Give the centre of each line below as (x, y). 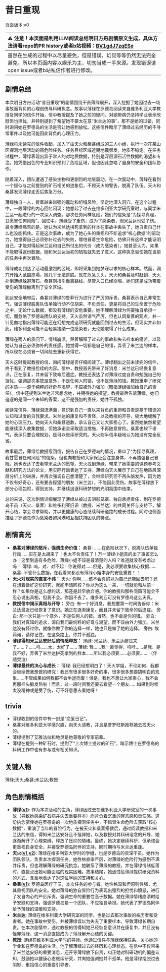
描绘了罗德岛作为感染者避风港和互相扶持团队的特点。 (59, 517)
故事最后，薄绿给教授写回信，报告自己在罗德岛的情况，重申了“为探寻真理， (82, 451)
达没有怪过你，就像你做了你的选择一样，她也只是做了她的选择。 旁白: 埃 (85, 628)
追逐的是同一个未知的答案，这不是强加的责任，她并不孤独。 (66, 399)
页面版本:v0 (17, 25)
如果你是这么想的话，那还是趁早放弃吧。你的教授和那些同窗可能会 (88, 591)
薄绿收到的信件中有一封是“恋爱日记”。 (51, 719)
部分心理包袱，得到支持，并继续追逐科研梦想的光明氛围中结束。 (70, 488)
